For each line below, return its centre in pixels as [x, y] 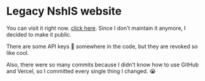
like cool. [18, 52]
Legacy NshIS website [64, 11]
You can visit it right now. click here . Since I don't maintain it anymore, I [96, 28]
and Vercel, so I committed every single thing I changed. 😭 [81, 71]
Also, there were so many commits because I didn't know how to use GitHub [102, 65]
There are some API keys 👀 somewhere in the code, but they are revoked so [102, 46]
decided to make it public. [39, 34]
